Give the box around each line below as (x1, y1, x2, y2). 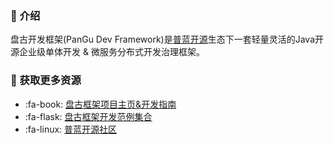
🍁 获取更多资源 (10, 73, 82, 87)
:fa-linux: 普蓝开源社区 (24, 123, 118, 135)
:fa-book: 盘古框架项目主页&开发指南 (24, 98, 177, 110)
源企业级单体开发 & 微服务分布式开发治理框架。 (10, 46, 205, 58)
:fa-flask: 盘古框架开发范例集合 (24, 110, 153, 122)
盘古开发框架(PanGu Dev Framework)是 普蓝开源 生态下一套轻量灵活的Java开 (10, 33, 324, 46)
